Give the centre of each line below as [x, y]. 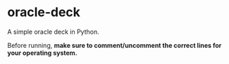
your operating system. [42, 53]
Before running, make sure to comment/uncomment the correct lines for [114, 45]
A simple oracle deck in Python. [54, 32]
